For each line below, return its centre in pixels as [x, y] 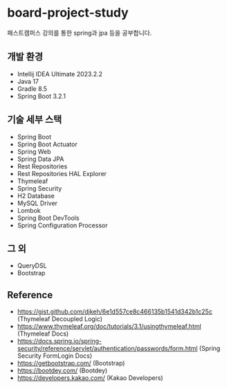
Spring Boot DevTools [48, 218]
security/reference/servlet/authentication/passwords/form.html [107, 349]
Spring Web [34, 151]
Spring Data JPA [40, 159]
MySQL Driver [37, 203]
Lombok [29, 210]
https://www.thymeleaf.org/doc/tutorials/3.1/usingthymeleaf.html [109, 327]
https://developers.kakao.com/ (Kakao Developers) [90, 378]
